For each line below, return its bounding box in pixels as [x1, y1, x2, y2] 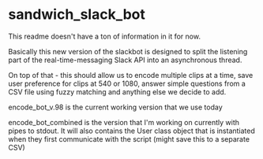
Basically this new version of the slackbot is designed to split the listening [8, 46, 248, 56]
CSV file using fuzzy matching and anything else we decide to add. [8, 87, 227, 96]
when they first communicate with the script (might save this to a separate [8, 134, 250, 143]
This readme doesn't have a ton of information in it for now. [8, 31, 201, 41]
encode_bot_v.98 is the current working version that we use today [8, 102, 223, 112]
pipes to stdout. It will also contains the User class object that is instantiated [8, 126, 255, 135]
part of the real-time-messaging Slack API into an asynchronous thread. [8, 55, 242, 65]
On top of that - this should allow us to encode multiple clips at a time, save [8, 70, 254, 79]
